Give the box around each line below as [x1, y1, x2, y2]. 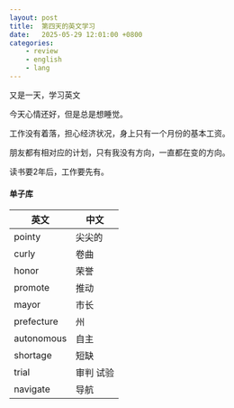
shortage [13, 349, 52, 362]
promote [13, 282, 50, 294]
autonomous [13, 332, 67, 345]
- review [25, 47, 58, 56]
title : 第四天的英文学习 [9, 22, 96, 31]
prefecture [13, 315, 58, 328]
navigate [13, 383, 51, 395]
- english [25, 55, 63, 64]
